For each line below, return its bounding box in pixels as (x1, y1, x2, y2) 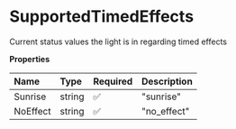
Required (93, 75, 133, 88)
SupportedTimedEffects (9, 6, 195, 27)
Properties (9, 53, 50, 64)
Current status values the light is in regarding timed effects (9, 36, 228, 47)
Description (141, 75, 194, 88)
